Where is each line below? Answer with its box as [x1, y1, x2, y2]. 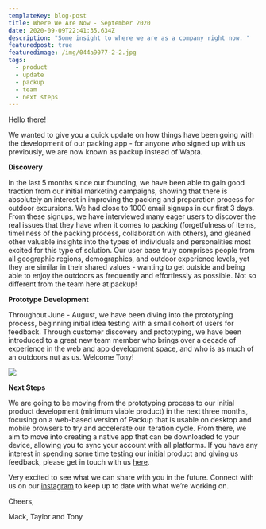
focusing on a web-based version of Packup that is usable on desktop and [8, 415, 252, 425]
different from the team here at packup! [8, 279, 137, 289]
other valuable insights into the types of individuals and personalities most [8, 237, 252, 247]
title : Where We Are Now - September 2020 [8, 19, 151, 27]
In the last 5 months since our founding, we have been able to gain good [8, 178, 245, 188]
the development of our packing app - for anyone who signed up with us [8, 138, 246, 148]
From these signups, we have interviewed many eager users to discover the [8, 212, 256, 221]
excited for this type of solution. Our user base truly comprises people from [8, 246, 256, 255]
